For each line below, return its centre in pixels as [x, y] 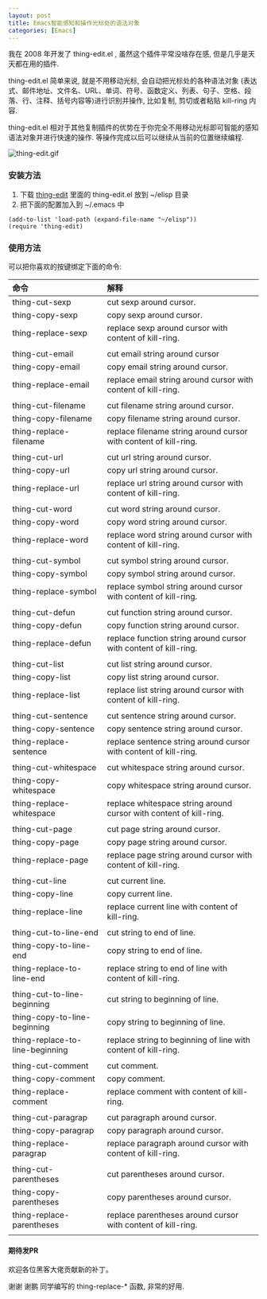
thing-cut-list [38, 663]
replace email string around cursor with [180, 379]
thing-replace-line [48, 912]
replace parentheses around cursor [173, 1215]
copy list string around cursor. [163, 677]
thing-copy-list [42, 677]
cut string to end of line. [151, 932]
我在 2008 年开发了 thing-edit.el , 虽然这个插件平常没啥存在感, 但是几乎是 [128, 54]
